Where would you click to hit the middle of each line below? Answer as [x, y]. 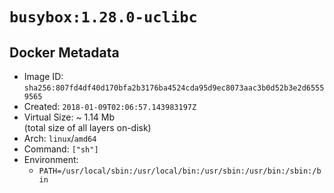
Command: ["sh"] [61, 149]
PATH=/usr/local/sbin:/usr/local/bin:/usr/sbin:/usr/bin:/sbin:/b [180, 171]
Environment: [51, 159]
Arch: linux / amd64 [60, 138]
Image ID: [43, 76]
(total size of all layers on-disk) [87, 127]
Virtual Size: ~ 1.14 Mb [69, 117]
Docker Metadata [64, 52]
